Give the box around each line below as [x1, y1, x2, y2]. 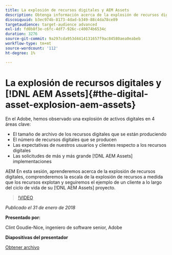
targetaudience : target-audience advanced [5, 22, 97, 27]
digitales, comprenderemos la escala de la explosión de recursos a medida [5, 174, 163, 180]
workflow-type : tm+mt [5, 41, 52, 46]
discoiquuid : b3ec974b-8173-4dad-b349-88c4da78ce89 [5, 17, 118, 22]
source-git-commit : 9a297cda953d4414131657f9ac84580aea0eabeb [5, 36, 141, 42]
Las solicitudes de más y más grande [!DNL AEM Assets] [12, 153, 133, 159]
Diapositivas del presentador [5, 234, 68, 241]
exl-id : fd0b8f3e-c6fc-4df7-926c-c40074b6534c [5, 27, 106, 32]
